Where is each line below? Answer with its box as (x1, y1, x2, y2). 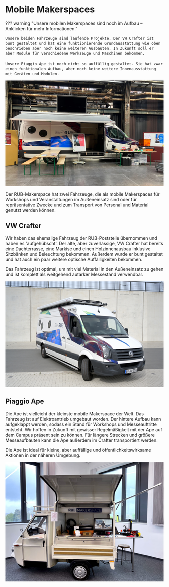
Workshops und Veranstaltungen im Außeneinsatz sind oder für (5, 196, 137, 202)
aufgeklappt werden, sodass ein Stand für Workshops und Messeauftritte (5, 421, 157, 427)
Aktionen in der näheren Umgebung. (5, 452, 81, 458)
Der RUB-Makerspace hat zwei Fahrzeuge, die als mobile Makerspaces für (5, 191, 160, 197)
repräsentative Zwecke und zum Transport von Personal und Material (5, 202, 149, 208)
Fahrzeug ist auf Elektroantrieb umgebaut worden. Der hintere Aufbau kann (5, 416, 161, 422)
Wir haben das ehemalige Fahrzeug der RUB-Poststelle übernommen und (5, 235, 157, 241)
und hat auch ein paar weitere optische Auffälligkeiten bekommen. (5, 256, 143, 263)
